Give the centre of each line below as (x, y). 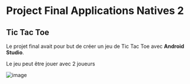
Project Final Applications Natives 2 (95, 11)
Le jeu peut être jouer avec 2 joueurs (51, 64)
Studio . (15, 52)
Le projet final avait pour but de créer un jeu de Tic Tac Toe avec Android (95, 46)
